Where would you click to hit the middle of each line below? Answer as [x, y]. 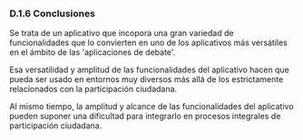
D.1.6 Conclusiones [52, 14]
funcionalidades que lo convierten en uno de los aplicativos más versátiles [148, 42]
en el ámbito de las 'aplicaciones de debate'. [93, 52]
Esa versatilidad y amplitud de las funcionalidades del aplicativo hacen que [150, 70]
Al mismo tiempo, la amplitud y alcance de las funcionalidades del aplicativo [151, 107]
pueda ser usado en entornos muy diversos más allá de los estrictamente [147, 79]
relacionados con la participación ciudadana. [93, 89]
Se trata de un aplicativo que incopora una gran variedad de [122, 33]
